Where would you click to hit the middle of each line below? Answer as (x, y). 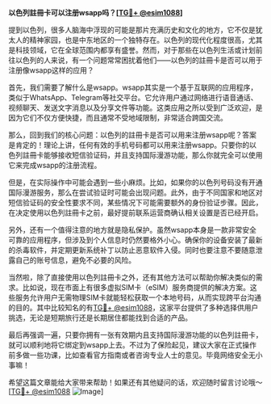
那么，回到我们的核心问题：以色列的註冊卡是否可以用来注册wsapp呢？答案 (132, 135)
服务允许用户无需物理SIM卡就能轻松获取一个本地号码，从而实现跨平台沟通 (138, 297)
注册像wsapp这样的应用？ (51, 70)
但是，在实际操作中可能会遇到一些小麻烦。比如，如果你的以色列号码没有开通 (135, 182)
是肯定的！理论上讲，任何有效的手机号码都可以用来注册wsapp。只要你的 (129, 145)
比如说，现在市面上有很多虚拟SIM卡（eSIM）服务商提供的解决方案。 (136, 287)
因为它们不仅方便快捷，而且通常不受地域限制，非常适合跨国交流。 (118, 118)
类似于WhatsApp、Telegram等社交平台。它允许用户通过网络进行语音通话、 (133, 97)
